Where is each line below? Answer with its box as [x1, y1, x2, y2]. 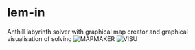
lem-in [7, 5, 45, 21]
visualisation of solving [7, 34, 72, 42]
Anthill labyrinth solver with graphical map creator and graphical [7, 27, 189, 36]
